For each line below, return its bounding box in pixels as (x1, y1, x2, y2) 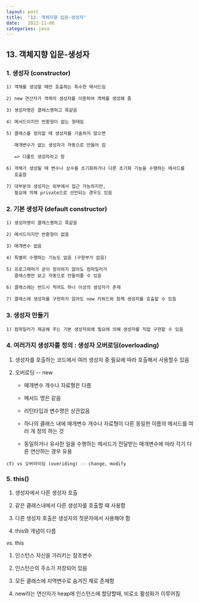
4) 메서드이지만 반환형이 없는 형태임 (6, 118, 85, 125)
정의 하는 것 (37, 427, 64, 434)
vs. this (6, 539, 24, 547)
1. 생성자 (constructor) (6, 68, 71, 77)
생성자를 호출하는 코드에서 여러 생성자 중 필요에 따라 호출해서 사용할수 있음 (14, 356, 190, 363)
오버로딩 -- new (14, 369, 53, 376)
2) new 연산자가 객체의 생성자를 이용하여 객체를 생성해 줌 (6, 95, 132, 102)
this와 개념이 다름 (14, 527, 56, 535)
